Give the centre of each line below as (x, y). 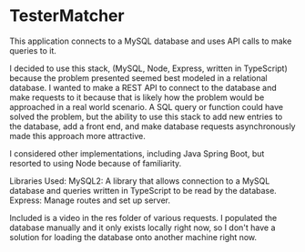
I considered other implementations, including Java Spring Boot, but (137, 153)
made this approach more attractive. (77, 136)
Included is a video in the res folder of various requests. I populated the (143, 217)
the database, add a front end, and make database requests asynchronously (152, 126)
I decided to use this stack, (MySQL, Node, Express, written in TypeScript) (149, 68)
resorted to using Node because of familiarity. (96, 163)
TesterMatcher (67, 16)
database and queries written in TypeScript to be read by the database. (143, 190)
